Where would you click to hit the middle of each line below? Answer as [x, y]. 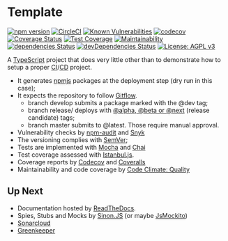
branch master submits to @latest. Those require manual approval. [123, 125]
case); [26, 88]
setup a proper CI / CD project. [50, 67]
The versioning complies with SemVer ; [73, 139]
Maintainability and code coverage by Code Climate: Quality [104, 169]
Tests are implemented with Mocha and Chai [81, 147]
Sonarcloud [34, 223]
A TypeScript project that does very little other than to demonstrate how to [114, 59]
